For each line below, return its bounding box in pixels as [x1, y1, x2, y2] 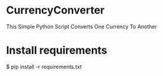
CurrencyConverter [6, 4, 105, 17]
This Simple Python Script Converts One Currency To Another [6, 23, 157, 30]
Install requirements [6, 44, 108, 57]
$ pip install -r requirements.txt [6, 63, 82, 70]
